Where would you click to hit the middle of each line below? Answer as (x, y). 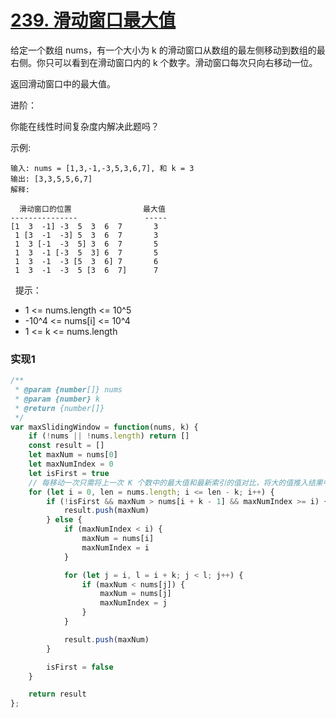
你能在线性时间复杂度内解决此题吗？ (85, 126)
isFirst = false (80, 667)
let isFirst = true (69, 473)
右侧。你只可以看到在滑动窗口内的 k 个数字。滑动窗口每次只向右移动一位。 (164, 62)
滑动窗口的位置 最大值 (92, 209)
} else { (64, 520)
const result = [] (66, 446)
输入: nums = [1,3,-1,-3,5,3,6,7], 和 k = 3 (102, 168)
